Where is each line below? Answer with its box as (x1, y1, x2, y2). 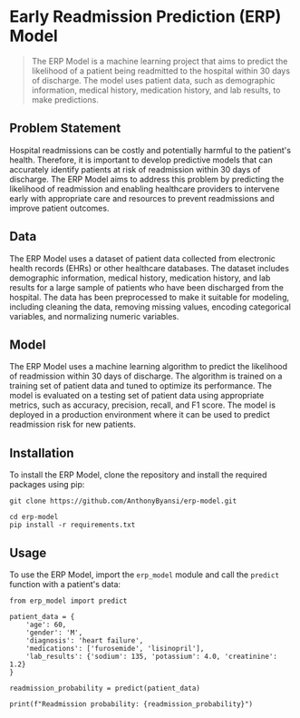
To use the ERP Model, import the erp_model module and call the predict (9, 569, 279, 580)
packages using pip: (9, 479, 85, 490)
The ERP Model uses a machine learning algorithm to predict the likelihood (9, 361, 288, 372)
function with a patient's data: (9, 579, 121, 589)
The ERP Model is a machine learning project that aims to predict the (31, 55, 288, 66)
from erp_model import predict (9, 596, 128, 605)
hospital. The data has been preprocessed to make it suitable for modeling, (9, 291, 290, 302)
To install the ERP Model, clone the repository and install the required (9, 469, 267, 480)
